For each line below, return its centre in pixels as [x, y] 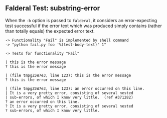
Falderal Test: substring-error [53, 8]
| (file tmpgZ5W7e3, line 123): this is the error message [68, 75]
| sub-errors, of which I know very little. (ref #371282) [69, 97]
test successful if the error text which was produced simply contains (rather [83, 26]
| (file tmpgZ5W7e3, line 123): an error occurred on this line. [75, 88]
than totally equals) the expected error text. [50, 31]
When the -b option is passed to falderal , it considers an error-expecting [81, 20]
